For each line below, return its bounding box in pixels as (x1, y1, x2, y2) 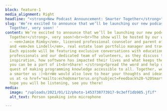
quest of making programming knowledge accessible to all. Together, (9, 67, 157, 72)
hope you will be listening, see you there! (9, 80, 103, 85)
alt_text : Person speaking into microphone (9, 94, 101, 99)
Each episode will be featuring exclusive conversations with (9, 48, 141, 53)
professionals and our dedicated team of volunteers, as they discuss (9, 53, 159, 58)
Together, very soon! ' (9, 26, 59, 31)
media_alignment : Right (5, 12, 55, 17)
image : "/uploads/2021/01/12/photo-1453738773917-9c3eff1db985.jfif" (9, 90, 157, 95)
